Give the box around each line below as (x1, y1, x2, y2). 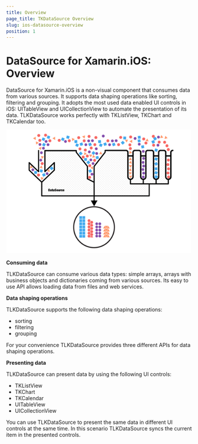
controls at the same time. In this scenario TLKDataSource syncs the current (6, 424, 192, 432)
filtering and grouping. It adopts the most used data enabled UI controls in (6, 99, 186, 106)
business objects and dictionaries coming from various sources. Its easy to (6, 277, 189, 284)
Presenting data (6, 359, 46, 366)
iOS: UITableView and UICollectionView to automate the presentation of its (6, 105, 187, 112)
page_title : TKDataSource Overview (6, 15, 94, 22)
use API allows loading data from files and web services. (6, 283, 144, 290)
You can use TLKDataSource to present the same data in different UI (6, 419, 173, 426)
